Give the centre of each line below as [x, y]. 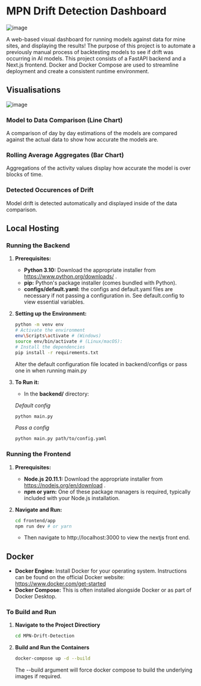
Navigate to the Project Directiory [58, 625]
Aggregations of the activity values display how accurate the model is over [98, 168]
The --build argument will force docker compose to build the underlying [104, 670]
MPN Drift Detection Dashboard [86, 11]
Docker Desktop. [36, 597]
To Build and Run [31, 612]
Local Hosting [33, 228]
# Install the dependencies [50, 347]
